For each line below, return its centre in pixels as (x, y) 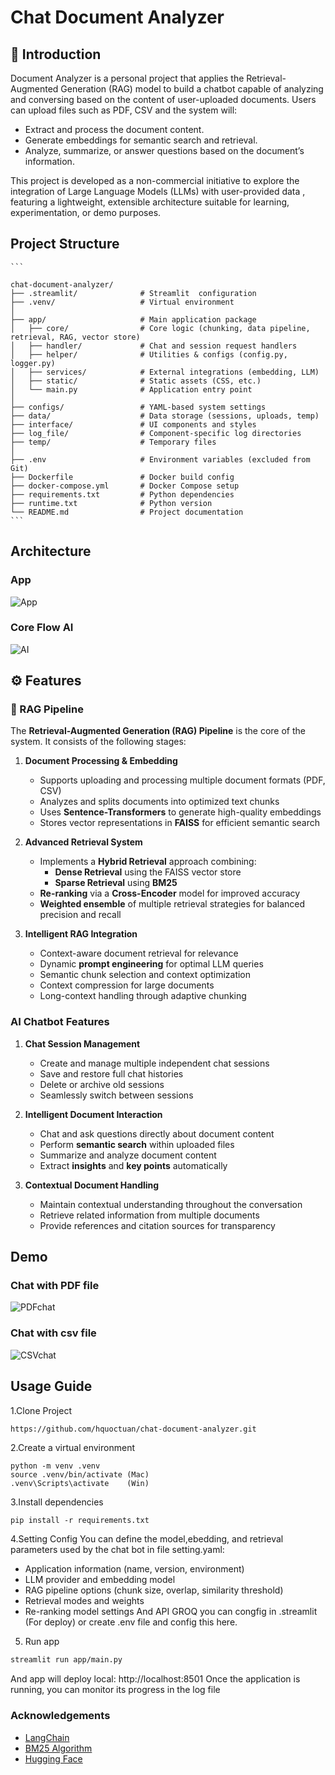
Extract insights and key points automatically (133, 1165)
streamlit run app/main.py (66, 1660)
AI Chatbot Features (60, 1022)
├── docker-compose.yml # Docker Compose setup (125, 486)
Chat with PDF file (55, 1286)
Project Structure (65, 244)
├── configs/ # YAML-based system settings (138, 407)
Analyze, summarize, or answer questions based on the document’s (164, 150)
